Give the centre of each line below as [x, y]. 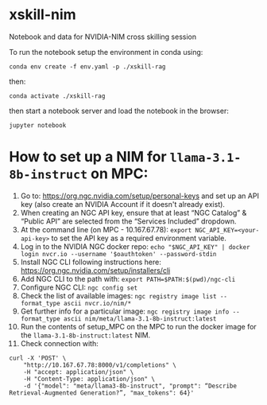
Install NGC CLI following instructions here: [91, 262]
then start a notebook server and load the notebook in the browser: [119, 111]
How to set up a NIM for [88, 157]
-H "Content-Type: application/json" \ [89, 379]
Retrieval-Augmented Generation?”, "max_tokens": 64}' [102, 393]
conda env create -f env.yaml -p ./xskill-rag [87, 66]
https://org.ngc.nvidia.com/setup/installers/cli [95, 270]
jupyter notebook [38, 125]
